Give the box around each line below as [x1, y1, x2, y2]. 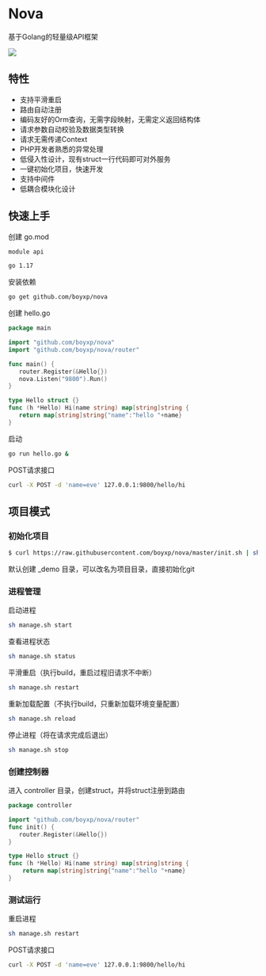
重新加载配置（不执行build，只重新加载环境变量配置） [8, 699, 184, 709]
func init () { [8, 823, 55, 831]
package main [8, 324, 51, 333]
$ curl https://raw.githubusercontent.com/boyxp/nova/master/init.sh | [8, 549, 249, 557]
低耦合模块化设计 [19, 184, 76, 193]
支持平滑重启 [19, 94, 62, 104]
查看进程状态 [8, 637, 50, 646]
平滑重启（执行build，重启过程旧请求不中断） [8, 668, 157, 677]
